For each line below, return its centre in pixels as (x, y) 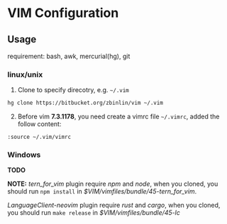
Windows (24, 155)
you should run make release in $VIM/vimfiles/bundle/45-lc (94, 213)
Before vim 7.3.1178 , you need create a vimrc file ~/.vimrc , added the (118, 117)
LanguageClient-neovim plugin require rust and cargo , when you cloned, (114, 205)
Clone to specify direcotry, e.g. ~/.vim (73, 90)
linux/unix (25, 74)
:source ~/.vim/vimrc (39, 137)
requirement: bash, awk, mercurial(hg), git (69, 56)
